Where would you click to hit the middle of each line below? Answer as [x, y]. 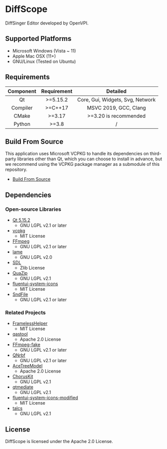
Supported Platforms [38, 39]
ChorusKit [23, 377]
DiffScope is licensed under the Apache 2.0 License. [59, 442]
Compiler [22, 107]
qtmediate [23, 387]
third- [156, 154]
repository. [16, 170]
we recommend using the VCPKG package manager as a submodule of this [83, 164]
